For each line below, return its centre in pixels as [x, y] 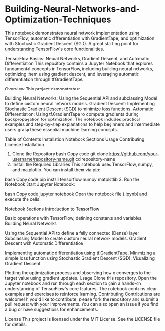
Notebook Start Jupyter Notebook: [40, 184]
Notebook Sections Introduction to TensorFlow [52, 209]
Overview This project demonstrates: [42, 89]
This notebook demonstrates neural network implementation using [72, 33]
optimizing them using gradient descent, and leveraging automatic [72, 74]
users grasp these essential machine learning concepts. [62, 129]
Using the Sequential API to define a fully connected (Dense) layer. [72, 233]
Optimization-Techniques [58, 19]
